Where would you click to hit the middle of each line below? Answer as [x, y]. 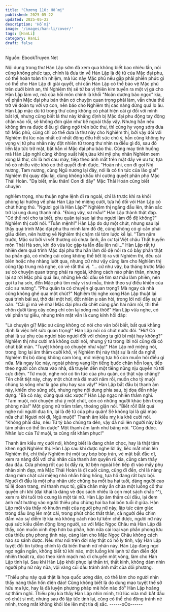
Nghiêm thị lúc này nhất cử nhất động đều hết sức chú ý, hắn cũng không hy [85, 137]
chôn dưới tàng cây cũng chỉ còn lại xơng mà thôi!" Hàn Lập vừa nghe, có [82, 310]
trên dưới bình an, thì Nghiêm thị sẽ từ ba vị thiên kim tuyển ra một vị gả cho [84, 89]
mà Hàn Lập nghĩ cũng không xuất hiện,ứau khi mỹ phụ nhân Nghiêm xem [82, 154]
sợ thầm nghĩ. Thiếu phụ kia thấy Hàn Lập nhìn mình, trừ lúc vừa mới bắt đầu [85, 593]
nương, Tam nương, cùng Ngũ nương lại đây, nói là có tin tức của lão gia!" [82, 170]
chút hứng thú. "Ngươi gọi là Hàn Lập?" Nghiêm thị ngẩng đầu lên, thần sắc [84, 207]
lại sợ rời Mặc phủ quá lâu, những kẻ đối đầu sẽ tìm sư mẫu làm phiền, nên [83, 277]
